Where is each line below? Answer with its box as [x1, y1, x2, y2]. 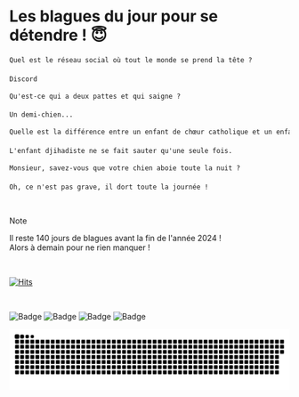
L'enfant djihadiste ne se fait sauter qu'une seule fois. [9, 146, 233, 155]
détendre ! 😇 [9, 25, 108, 45]
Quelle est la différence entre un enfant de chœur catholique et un [9, 127, 273, 137]
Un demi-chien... [9, 110, 74, 119]
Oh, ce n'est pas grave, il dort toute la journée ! [9, 182, 209, 191]
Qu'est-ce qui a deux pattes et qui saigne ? [9, 92, 181, 101]
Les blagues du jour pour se [9, 6, 219, 27]
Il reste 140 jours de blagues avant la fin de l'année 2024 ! [9, 233, 222, 244]
